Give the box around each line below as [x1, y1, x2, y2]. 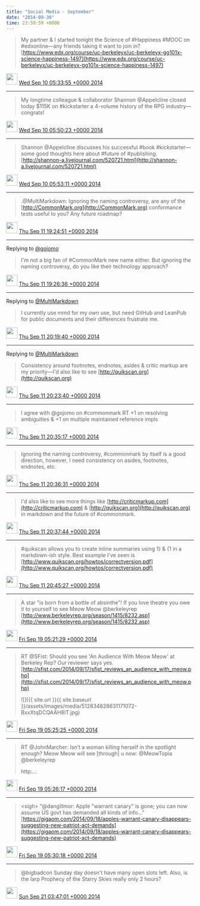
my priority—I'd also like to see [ [20, 368, 100, 375]
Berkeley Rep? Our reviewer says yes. [20, 659, 114, 666]
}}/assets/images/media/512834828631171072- [20, 703, 137, 710]
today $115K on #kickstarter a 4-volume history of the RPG [20, 103, 165, 110]
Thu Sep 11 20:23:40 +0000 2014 [18, 392, 101, 399]
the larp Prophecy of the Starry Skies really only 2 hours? [20, 876, 162, 883]
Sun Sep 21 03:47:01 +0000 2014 [18, 893, 101, 900]
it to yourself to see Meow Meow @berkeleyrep [20, 605, 137, 613]
